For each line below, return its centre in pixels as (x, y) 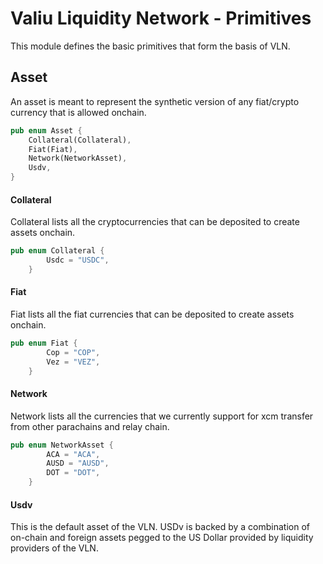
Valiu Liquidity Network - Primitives (161, 18)
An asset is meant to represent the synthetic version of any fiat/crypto (155, 101)
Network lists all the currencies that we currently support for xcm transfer (162, 416)
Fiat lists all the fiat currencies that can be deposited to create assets (152, 314)
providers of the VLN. (54, 548)
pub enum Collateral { (57, 251)
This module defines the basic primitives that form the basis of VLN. (150, 46)
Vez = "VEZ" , (73, 362)
